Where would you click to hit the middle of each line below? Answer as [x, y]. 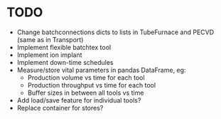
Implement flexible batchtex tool [64, 47]
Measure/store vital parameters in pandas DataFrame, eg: [101, 70]
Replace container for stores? [60, 108]
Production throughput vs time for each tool [92, 85]
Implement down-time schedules [65, 62]
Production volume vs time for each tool [86, 77]
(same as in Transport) [50, 39]
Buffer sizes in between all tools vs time [86, 93]
